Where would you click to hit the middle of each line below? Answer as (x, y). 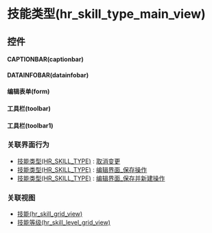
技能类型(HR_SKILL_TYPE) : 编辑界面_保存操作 (82, 169)
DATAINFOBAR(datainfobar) (48, 75)
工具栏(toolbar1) (30, 125)
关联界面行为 (28, 145)
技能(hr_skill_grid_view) (50, 214)
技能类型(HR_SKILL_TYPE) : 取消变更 (69, 161)
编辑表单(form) (28, 91)
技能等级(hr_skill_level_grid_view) (64, 223)
